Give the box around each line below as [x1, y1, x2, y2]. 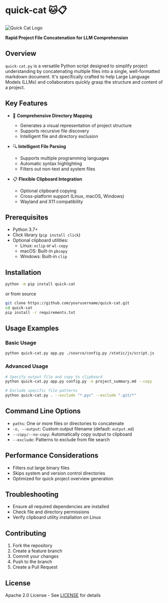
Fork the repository [12, 543, 53, 549]
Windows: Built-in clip [20, 254, 67, 260]
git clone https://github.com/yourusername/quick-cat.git [5, 301, 130, 306]
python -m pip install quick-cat [5, 281, 76, 287]
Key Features [5, 99, 48, 108]
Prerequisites [5, 213, 48, 222]
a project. [5, 84, 25, 90]
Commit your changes [12, 553, 59, 559]
